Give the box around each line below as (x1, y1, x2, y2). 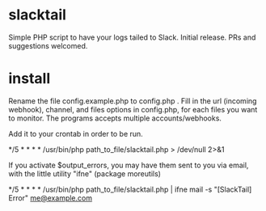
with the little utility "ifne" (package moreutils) (8, 168, 162, 179)
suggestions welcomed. (8, 40, 88, 50)
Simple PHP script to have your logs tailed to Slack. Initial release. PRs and (8, 32, 256, 42)
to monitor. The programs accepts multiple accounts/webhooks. (8, 113, 222, 123)
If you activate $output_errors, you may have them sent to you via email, (8, 160, 249, 170)
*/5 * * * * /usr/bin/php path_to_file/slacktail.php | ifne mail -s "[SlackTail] (8, 184, 252, 194)
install (8, 70, 51, 88)
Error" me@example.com (8, 192, 93, 203)
